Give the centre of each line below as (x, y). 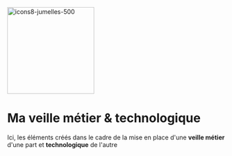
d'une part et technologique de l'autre (63, 144)
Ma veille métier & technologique (104, 118)
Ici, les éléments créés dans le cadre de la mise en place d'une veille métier (116, 137)
